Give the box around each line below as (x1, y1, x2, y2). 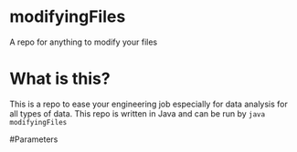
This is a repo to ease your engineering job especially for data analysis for (9, 98, 288, 109)
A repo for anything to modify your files (9, 36, 158, 47)
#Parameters (9, 134, 58, 145)
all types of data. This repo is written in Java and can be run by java (9, 107, 266, 119)
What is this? (9, 68, 111, 89)
